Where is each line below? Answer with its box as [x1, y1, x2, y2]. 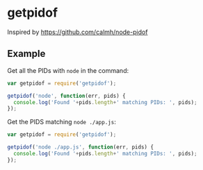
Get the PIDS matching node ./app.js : [7, 118, 116, 126]
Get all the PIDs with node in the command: [7, 66, 129, 74]
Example [7, 48, 46, 60]
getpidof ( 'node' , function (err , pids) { [7, 92, 127, 99]
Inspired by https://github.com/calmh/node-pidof [7, 28, 148, 36]
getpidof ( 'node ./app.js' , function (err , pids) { [7, 144, 154, 151]
